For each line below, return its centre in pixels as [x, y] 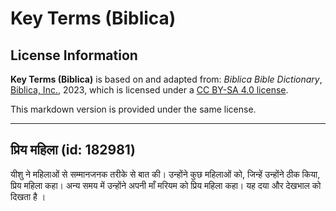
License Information [74, 55]
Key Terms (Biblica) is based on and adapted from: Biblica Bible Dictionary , [166, 79]
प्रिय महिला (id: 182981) [73, 150]
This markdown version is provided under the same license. [133, 109]
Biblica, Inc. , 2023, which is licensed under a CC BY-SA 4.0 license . [149, 90]
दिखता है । [28, 196]
